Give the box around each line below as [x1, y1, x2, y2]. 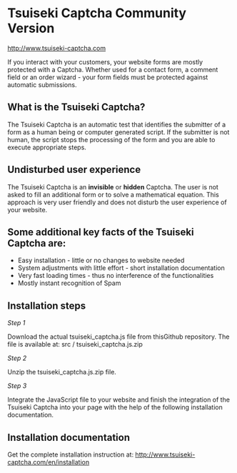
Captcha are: [7, 237, 66, 249]
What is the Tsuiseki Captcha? [7, 101, 146, 114]
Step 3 [7, 382, 27, 390]
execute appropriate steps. [7, 143, 87, 151]
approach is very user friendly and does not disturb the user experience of [7, 198, 227, 206]
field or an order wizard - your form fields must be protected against [7, 73, 208, 81]
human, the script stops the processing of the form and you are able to [7, 135, 216, 144]
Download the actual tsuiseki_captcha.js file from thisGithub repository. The [7, 332, 230, 341]
